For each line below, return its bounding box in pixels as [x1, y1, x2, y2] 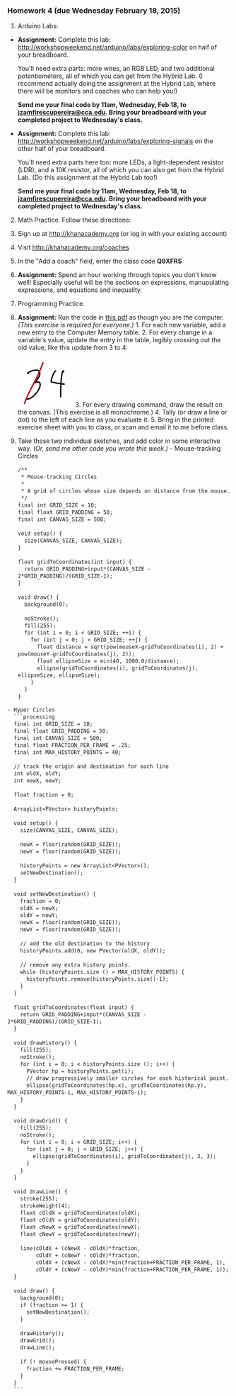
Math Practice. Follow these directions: [17, 215, 131, 225]
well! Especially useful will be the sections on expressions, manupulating [17, 278, 230, 287]
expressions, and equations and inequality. [17, 286, 143, 294]
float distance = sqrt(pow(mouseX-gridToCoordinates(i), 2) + [36, 643, 224, 651]
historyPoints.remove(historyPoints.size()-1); [25, 976, 170, 983]
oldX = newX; [20, 905, 59, 912]
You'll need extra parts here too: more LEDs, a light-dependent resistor [17, 158, 224, 167]
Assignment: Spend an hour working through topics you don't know [17, 271, 217, 279]
